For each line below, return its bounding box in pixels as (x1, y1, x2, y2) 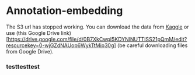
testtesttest (6, 62, 40, 70)
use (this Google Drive (6, 29, 60, 36)
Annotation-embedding (6, 4, 123, 17)
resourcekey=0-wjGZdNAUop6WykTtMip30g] (6, 42, 116, 49)
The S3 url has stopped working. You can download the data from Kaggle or (6, 23, 189, 30)
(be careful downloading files (117, 42, 188, 49)
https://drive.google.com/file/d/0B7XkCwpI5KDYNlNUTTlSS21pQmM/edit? (8, 35, 187, 42)
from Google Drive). (6, 48, 54, 55)
